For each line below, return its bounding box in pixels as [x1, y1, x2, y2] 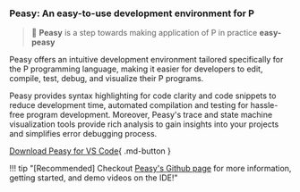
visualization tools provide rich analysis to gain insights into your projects [9, 119, 279, 129]
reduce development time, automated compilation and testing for [9, 100, 249, 111]
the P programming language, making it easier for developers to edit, [9, 63, 263, 74]
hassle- [250, 100, 279, 111]
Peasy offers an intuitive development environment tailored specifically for [9, 54, 284, 65]
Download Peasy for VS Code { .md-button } [9, 146, 172, 156]
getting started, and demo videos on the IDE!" [9, 172, 178, 183]
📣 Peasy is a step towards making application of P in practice [30, 28, 258, 38]
